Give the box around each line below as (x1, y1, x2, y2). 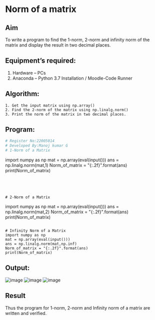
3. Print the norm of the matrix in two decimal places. (5, 112, 126, 117)
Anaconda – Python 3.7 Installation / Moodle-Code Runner (12, 75, 132, 81)
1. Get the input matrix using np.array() (5, 103, 95, 108)
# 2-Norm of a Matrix (5, 195, 50, 200)
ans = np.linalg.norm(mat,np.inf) (5, 241, 77, 246)
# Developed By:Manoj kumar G (5, 143, 68, 148)
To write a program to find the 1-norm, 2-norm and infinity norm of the (5, 37, 150, 43)
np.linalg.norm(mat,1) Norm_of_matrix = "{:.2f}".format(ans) (5, 162, 127, 168)
